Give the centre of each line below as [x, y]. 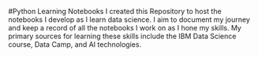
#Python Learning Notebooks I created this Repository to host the [115, 11]
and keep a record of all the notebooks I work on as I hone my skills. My [125, 28]
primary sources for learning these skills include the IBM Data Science [122, 36]
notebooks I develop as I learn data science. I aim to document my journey [129, 20]
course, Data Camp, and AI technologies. [75, 45]
